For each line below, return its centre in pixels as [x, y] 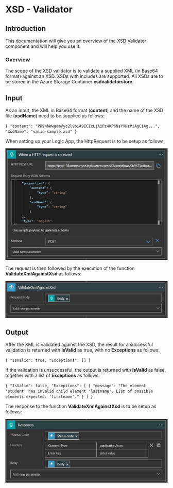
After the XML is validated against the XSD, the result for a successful [79, 345]
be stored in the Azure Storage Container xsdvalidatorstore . [70, 82]
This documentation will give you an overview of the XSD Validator [76, 41]
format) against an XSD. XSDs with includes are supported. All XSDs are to [84, 76]
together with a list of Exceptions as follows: [53, 376]
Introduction [26, 29]
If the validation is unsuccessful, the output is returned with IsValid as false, [86, 370]
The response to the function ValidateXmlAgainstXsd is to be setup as [81, 406]
